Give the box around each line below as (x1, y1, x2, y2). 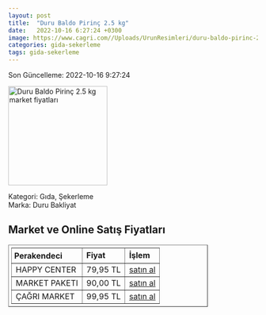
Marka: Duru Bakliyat (8, 200, 77, 209)
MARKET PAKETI (15, 277, 78, 288)
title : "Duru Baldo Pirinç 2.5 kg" (8, 19, 129, 27)
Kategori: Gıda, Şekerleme (8, 192, 94, 201)
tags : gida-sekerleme (8, 48, 80, 56)
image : (8, 33, 30, 42)
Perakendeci (14, 250, 63, 261)
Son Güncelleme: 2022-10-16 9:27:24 (8, 71, 131, 79)
